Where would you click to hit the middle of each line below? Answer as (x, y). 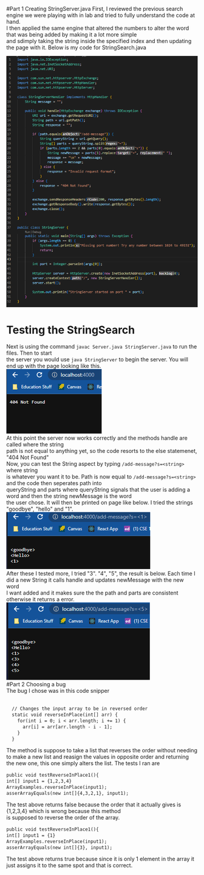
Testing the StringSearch (71, 330)
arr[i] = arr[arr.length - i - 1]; (67, 727)
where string (22, 471)
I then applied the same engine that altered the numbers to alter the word (98, 28)
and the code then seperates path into (54, 483)
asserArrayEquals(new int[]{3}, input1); (59, 848)
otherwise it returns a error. (40, 599)
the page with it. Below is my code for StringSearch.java (76, 47)
